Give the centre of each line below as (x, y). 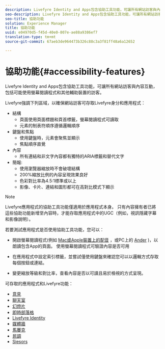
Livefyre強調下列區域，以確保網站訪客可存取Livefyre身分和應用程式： (75, 103)
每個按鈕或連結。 (29, 263)
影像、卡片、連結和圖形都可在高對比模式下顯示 (67, 187)
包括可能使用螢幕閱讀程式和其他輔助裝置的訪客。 (55, 92)
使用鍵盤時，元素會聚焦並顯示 (50, 137)
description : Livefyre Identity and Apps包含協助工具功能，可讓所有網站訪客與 (81, 10)
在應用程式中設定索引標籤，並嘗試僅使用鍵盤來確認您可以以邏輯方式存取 (85, 256)
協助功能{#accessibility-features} (75, 71)
